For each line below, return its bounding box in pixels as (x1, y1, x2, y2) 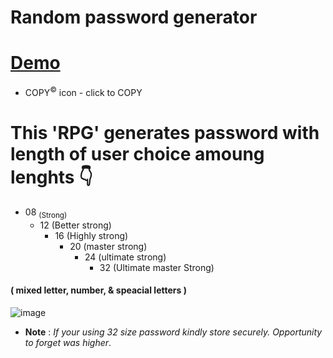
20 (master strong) (69, 240, 148, 252)
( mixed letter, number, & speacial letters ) (10, 284, 187, 296)
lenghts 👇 (10, 166, 93, 188)
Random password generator (10, 6, 258, 29)
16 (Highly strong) (54, 229, 129, 241)
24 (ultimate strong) (84, 251, 167, 263)
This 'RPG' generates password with (10, 121, 320, 144)
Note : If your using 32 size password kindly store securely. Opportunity (24, 326, 323, 338)
